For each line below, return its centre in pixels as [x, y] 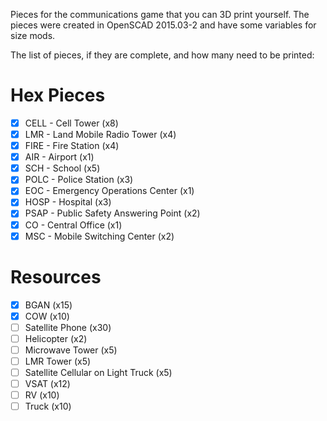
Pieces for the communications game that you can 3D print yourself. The [160, 14]
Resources [56, 276]
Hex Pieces [58, 95]
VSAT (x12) [47, 383]
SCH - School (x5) [62, 168]
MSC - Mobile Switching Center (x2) [99, 236]
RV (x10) [42, 395]
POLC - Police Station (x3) [79, 180]
